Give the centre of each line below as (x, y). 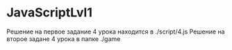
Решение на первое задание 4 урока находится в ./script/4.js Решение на (116, 32)
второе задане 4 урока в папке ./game (64, 38)
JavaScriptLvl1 (50, 13)
